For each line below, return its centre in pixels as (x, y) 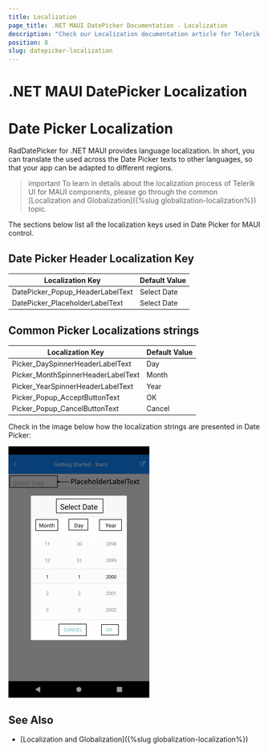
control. (21, 233)
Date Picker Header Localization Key (102, 259)
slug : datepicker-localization (61, 51)
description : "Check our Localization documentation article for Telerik (134, 34)
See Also (31, 720)
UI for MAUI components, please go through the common (123, 192)
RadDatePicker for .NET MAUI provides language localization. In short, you (132, 151)
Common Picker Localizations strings (104, 330)
